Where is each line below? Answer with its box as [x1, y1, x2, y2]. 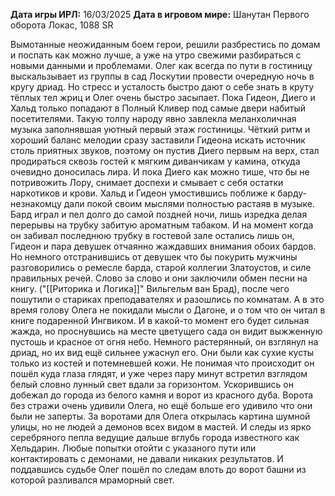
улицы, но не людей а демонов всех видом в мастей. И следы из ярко [10, 421, 312, 433]
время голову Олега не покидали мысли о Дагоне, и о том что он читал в [10, 304, 326, 316]
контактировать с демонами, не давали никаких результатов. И [10, 453, 284, 464]
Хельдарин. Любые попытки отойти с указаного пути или [10, 442, 257, 454]
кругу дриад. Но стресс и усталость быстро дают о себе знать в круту [10, 81, 315, 93]
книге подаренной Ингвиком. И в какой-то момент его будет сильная [10, 315, 310, 326]
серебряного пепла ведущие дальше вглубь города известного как [10, 432, 300, 443]
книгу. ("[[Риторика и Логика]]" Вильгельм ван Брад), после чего [10, 283, 290, 294]
